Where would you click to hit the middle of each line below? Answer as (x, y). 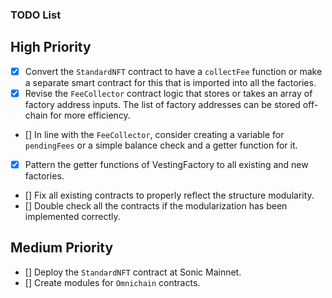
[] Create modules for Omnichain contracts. (112, 282)
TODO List (36, 15)
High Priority (51, 47)
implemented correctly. (72, 216)
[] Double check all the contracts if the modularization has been (156, 205)
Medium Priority (62, 248)
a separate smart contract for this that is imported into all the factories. (170, 82)
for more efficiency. (90, 115)
